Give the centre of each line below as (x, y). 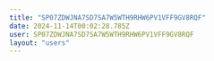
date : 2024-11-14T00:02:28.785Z (69, 26)
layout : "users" (39, 43)
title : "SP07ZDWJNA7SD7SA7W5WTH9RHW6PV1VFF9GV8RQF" (107, 17)
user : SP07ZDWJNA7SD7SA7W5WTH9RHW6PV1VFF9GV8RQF (102, 34)
